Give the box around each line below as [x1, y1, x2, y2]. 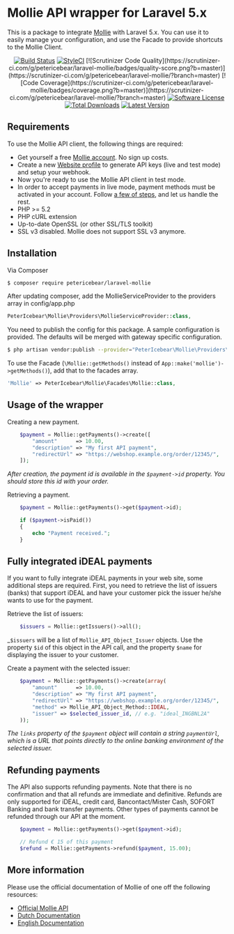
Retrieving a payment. [7, 490, 70, 499]
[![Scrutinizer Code [86, 56, 141, 64]
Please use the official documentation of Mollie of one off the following [7, 882, 210, 891]
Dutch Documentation [17, 911, 81, 919]
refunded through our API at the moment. [7, 813, 126, 821]
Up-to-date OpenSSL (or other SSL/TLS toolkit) [17, 220, 153, 228]
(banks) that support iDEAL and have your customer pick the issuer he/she [7, 589, 221, 597]
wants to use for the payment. [7, 596, 93, 605]
